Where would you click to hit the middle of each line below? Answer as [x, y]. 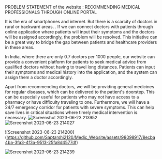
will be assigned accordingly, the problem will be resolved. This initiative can [81, 37]
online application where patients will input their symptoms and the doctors [80, 32]
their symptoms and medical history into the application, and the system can [81, 72]
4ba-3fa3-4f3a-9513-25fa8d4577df [41, 142]
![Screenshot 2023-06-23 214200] [40, 132]
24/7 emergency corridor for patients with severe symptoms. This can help [80, 107]
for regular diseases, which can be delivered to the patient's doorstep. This [80, 92]
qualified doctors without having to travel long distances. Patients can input [80, 67]
